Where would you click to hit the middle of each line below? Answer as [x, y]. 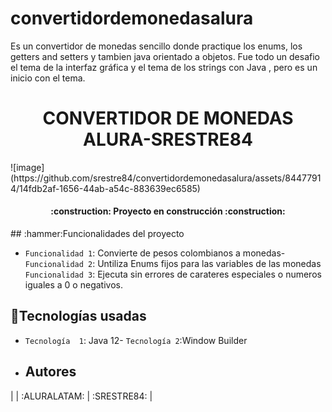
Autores [50, 372]
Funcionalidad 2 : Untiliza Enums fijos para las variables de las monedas [173, 264]
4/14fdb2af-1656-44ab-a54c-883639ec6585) [105, 188]
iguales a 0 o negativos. [73, 285]
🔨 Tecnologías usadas [78, 316]
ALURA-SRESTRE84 [168, 139]
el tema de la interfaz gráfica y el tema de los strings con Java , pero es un [164, 67]
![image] [27, 167]
